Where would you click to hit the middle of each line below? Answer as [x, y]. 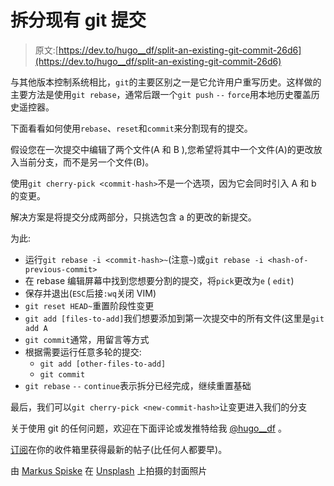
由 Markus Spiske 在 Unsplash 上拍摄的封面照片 [109, 470]
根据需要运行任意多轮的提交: [83, 352]
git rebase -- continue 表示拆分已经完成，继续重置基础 [138, 385]
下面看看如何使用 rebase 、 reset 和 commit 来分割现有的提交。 [131, 128]
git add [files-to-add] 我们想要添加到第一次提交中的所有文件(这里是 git [174, 318]
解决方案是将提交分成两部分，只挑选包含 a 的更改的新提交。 [133, 217]
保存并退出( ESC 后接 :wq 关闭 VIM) [90, 293]
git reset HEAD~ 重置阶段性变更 [89, 305]
